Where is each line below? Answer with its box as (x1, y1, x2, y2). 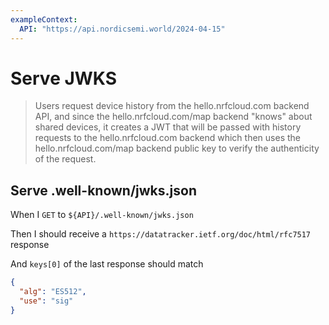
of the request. (34, 153, 97, 165)
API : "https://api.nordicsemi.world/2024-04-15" (19, 24, 226, 34)
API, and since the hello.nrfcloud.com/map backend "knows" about (34, 111, 313, 123)
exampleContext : (10, 14, 78, 25)
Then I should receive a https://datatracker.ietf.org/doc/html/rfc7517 (10, 228, 312, 240)
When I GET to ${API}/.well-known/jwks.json (10, 209, 194, 221)
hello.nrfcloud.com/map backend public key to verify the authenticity (34, 142, 320, 155)
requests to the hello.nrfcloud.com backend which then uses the (34, 132, 301, 144)
